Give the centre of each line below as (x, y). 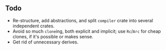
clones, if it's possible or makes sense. (53, 36)
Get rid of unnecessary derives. (45, 42)
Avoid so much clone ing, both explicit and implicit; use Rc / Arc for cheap (87, 31)
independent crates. (33, 26)
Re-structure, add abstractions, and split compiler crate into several (83, 20)
